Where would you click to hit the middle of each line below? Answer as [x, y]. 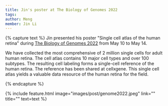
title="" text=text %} [26, 99]
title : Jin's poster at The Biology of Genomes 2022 [61, 10]
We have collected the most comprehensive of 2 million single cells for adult [84, 53]
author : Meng [19, 19]
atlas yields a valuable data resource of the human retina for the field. [77, 74]
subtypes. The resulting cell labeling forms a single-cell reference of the [80, 63]
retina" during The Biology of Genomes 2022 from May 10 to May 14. [76, 43]
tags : [11, 14]
